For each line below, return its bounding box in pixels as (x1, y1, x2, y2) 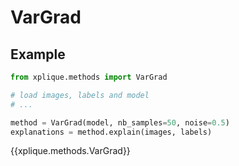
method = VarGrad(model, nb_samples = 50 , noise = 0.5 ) (10, 117, 230, 128)
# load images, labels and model (10, 90, 150, 100)
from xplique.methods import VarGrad (10, 72, 168, 82)
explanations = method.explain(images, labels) (10, 127, 213, 137)
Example (10, 46, 66, 63)
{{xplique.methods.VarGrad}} (10, 145, 131, 157)
